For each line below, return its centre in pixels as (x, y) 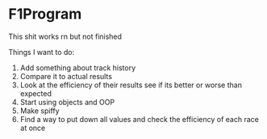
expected (36, 93)
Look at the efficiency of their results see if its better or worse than (131, 85)
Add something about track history (78, 67)
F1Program (45, 14)
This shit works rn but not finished (65, 36)
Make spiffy (40, 111)
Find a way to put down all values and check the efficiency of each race (140, 119)
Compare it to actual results (66, 76)
